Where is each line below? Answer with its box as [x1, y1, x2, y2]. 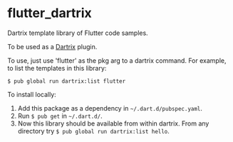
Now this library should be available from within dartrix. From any [17, 119, 209, 128]
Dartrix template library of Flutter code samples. [7, 29, 148, 37]
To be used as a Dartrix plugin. [7, 42, 98, 51]
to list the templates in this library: [7, 64, 107, 72]
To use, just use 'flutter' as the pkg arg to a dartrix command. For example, [7, 56, 227, 65]
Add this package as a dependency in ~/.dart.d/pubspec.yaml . [17, 103, 203, 112]
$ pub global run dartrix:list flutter [7, 77, 126, 85]
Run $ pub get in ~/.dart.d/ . [17, 111, 103, 120]
